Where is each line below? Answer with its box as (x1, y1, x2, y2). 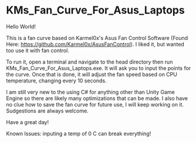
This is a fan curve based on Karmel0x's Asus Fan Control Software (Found (6, 34, 188, 41)
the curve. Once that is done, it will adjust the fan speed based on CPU (6, 71, 177, 78)
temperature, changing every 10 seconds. (6, 77, 107, 84)
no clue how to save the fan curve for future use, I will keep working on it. (6, 101, 184, 108)
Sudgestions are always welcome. (6, 107, 89, 114)
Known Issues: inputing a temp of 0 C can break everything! (6, 130, 151, 137)
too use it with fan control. (6, 46, 69, 54)
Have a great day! (6, 118, 49, 125)
